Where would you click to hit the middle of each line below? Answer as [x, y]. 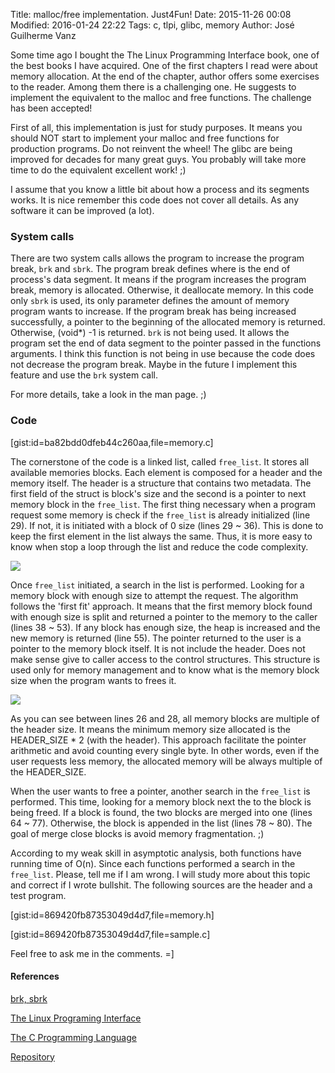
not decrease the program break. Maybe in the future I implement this [154, 365]
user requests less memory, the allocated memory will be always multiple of [166, 761]
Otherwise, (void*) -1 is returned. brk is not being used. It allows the [150, 333]
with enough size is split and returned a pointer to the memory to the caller [164, 616]
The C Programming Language [73, 1037]
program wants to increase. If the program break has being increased [153, 311]
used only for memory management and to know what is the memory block [165, 670]
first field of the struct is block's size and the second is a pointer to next [158, 493]
